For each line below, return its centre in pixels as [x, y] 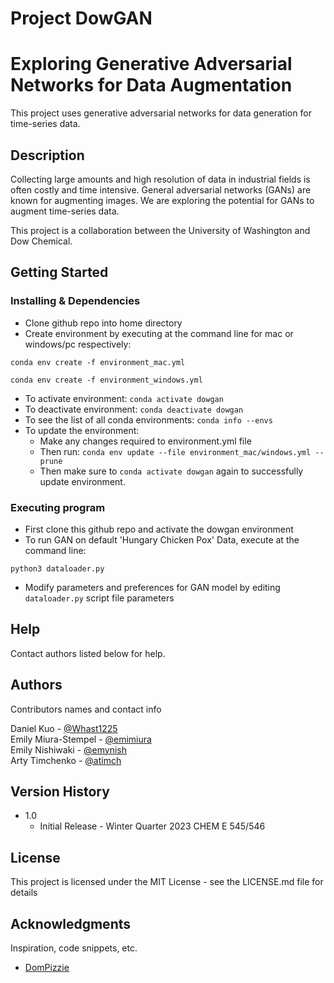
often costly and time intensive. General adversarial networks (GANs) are [161, 189]
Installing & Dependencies [75, 301]
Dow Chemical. [41, 241]
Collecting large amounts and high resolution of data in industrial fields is [160, 179]
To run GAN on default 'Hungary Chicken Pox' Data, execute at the [162, 539]
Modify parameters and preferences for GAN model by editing [152, 587]
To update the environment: [82, 430]
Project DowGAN [81, 18]
